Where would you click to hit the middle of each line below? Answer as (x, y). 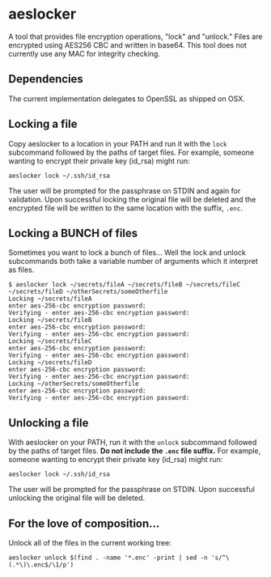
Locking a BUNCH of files (73, 233)
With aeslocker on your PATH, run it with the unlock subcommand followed (133, 443)
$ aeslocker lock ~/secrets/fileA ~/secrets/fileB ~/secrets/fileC (125, 285)
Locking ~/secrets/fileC (50, 342)
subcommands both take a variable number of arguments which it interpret (133, 261)
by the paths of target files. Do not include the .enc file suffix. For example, (135, 451)
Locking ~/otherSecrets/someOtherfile (74, 384)
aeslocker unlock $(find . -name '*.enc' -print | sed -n (108, 558)
